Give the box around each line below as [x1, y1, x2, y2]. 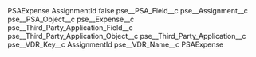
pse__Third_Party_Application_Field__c [7, 23, 133, 32]
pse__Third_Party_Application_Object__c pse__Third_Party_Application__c [7, 32, 246, 40]
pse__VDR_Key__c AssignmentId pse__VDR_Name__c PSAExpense [7, 40, 224, 49]
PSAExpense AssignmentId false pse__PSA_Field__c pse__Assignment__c [7, 6, 249, 15]
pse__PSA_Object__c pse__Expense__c [7, 14, 135, 24]
